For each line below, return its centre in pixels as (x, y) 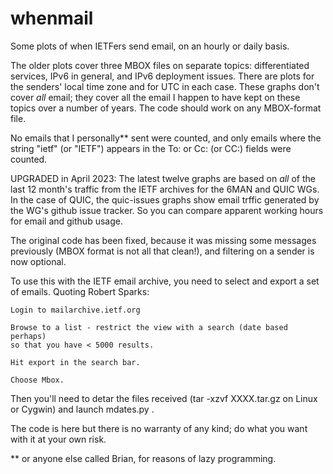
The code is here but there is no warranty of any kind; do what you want (159, 428)
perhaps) (28, 336)
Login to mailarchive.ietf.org (75, 310)
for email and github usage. (66, 221)
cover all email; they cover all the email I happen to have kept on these (155, 97)
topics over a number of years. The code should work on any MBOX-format (166, 108)
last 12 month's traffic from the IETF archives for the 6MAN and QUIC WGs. (165, 189)
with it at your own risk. (58, 439)
